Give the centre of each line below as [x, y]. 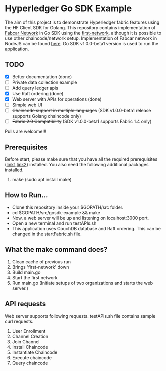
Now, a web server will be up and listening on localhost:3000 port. [81, 218]
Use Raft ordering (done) [38, 93]
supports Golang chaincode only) [47, 116]
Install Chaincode [30, 347]
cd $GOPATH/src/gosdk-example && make [56, 212]
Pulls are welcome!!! [26, 132]
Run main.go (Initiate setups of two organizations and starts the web [83, 283]
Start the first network [35, 277]
